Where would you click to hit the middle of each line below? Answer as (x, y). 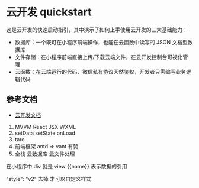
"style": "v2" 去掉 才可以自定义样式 (49, 179)
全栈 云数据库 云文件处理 (45, 154)
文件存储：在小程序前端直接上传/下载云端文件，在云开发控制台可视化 (99, 57)
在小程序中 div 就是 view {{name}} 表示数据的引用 (67, 166)
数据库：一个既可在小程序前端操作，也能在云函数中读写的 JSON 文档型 (101, 42)
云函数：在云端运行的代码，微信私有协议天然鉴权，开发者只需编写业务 (100, 72)
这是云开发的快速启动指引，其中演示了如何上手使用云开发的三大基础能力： (97, 30)
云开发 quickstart (49, 12)
